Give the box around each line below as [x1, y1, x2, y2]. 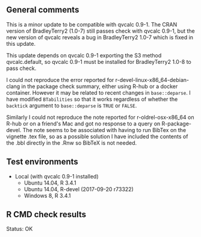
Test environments [6, 157, 78, 167]
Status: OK [6, 226, 33, 233]
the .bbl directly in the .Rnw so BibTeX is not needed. [6, 139, 137, 147]
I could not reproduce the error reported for [6, 76, 114, 83]
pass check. [6, 65, 37, 72]
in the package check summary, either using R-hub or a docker [21, 83, 178, 90]
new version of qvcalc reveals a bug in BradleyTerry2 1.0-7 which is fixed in [6, 33, 194, 41]
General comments [6, 5, 79, 15]
